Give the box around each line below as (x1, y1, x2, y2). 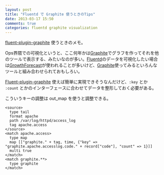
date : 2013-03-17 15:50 (5, 16, 54, 21)
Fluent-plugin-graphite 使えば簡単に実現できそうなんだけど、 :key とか (5, 79, 148, 85)
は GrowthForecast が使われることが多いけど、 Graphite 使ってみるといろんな (5, 62, 158, 68)
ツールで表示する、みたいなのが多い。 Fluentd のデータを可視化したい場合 (9, 56, 158, 62)
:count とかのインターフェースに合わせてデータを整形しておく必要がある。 (5, 85, 157, 91)
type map (9, 136, 27, 141)
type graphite (9, 161, 38, 166)
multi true (9, 148, 32, 153)
